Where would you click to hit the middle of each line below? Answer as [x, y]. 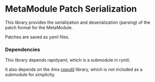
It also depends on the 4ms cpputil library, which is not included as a [74, 69]
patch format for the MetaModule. [39, 27]
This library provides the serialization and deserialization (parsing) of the [78, 22]
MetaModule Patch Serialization [71, 9]
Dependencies [23, 49]
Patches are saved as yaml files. [37, 37]
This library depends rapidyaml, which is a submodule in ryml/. [68, 60]
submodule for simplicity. [30, 75]
